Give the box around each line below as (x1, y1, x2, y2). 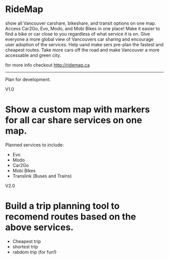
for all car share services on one (5, 115, 142, 126)
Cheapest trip (12, 238, 41, 244)
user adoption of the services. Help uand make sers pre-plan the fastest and (5, 41, 164, 47)
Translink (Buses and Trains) (12, 172, 72, 179)
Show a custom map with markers (5, 104, 150, 115)
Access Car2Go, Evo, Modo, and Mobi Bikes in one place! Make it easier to (5, 25, 160, 31)
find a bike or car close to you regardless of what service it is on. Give (5, 31, 150, 37)
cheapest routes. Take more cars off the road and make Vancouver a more (5, 47, 160, 53)
